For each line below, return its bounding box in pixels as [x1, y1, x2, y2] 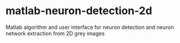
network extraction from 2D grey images [5, 29, 105, 37]
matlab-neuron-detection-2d [5, 4, 153, 18]
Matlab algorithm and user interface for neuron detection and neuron [5, 24, 174, 31]
